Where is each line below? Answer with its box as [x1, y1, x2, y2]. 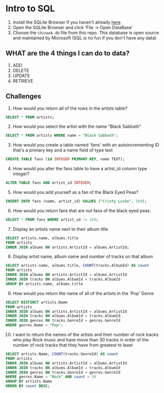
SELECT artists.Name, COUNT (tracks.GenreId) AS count [5, 352, 119, 357]
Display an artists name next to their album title [12, 226, 108, 232]
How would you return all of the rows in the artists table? [12, 105, 128, 111]
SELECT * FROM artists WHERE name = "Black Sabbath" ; [5, 133, 119, 138]
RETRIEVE [12, 78, 33, 84]
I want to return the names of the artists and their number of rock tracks [12, 332, 159, 337]
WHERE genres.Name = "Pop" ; [5, 323, 64, 328]
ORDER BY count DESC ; [5, 384, 50, 389]
